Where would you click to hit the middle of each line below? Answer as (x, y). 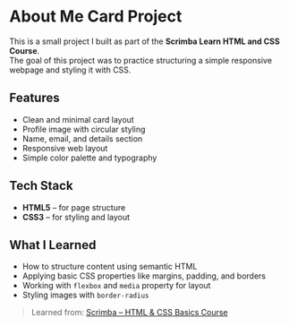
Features (34, 98)
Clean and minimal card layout (78, 119)
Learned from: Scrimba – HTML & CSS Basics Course (129, 313)
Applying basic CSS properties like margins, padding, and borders (144, 276)
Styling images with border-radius (85, 295)
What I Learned (53, 245)
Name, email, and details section (82, 138)
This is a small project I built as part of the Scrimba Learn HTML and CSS (144, 41)
